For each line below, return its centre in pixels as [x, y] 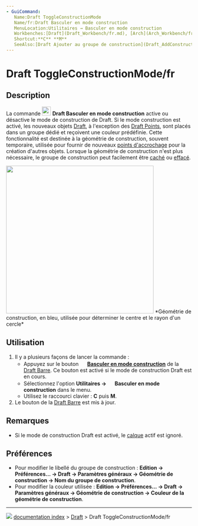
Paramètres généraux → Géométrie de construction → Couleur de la [99, 493]
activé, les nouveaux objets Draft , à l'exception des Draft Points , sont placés [98, 126]
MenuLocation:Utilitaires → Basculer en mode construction [88, 28]
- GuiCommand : [24, 12]
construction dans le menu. [57, 389]
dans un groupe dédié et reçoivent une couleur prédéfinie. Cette [84, 132]
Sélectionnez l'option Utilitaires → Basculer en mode [92, 383]
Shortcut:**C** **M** [40, 39]
